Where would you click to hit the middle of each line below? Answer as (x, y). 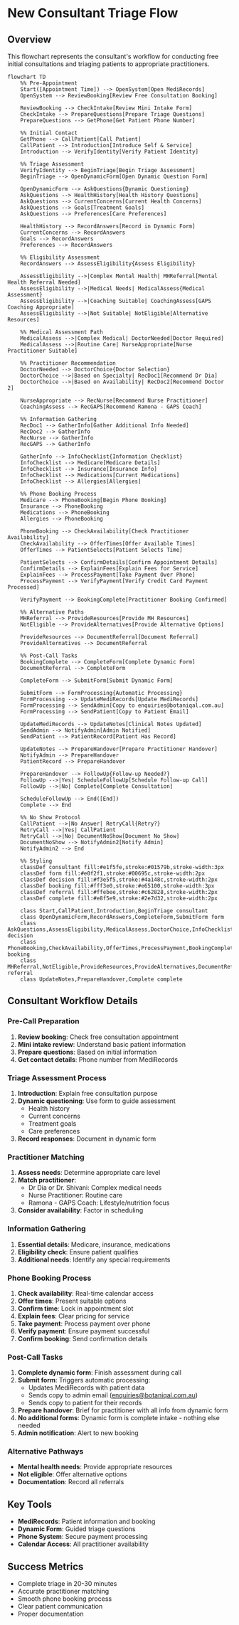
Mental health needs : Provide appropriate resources (95, 1467)
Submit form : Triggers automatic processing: (84, 1380)
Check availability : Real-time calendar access (86, 1293)
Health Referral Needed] (44, 282)
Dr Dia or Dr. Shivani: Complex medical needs (95, 1188)
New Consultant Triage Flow (93, 13)
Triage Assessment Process (57, 1077)
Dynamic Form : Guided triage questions (76, 1529)
